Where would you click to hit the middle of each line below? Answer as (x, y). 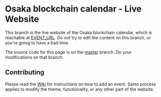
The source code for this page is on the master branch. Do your (68, 52)
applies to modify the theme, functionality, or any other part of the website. (80, 89)
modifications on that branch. (34, 57)
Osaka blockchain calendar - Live (73, 9)
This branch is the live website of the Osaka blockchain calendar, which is (79, 32)
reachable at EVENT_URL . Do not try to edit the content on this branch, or (78, 38)
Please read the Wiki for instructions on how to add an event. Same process (80, 84)
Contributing (25, 73)
